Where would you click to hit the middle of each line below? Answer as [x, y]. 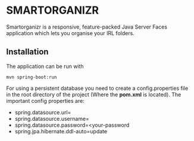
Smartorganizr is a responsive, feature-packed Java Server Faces [87, 27]
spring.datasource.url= [43, 112]
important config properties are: [45, 101]
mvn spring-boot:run [32, 77]
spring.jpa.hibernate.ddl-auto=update [61, 131]
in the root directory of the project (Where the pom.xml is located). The [94, 94]
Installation [27, 52]
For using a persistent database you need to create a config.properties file [97, 88]
